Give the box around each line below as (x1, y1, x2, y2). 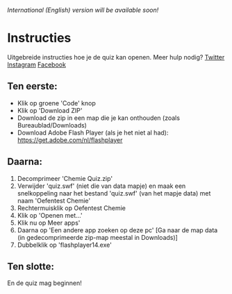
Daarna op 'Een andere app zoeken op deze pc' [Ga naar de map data (17, 225, 218, 234)
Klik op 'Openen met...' (17, 211, 83, 219)
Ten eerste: (7, 80, 58, 92)
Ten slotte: (7, 260, 54, 273)
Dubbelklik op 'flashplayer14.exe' (17, 241, 113, 249)
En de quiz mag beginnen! (7, 279, 82, 287)
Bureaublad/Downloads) (17, 121, 87, 129)
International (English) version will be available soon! (7, 6, 159, 14)
